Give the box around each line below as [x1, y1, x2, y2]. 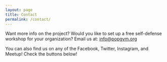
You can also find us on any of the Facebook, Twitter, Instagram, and [5, 46, 149, 52]
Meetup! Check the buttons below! [5, 51, 77, 57]
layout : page [5, 7, 33, 13]
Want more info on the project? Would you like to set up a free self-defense [5, 31, 162, 37]
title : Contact [5, 12, 37, 17]
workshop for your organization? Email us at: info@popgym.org [5, 36, 138, 42]
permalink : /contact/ [5, 17, 51, 22]
